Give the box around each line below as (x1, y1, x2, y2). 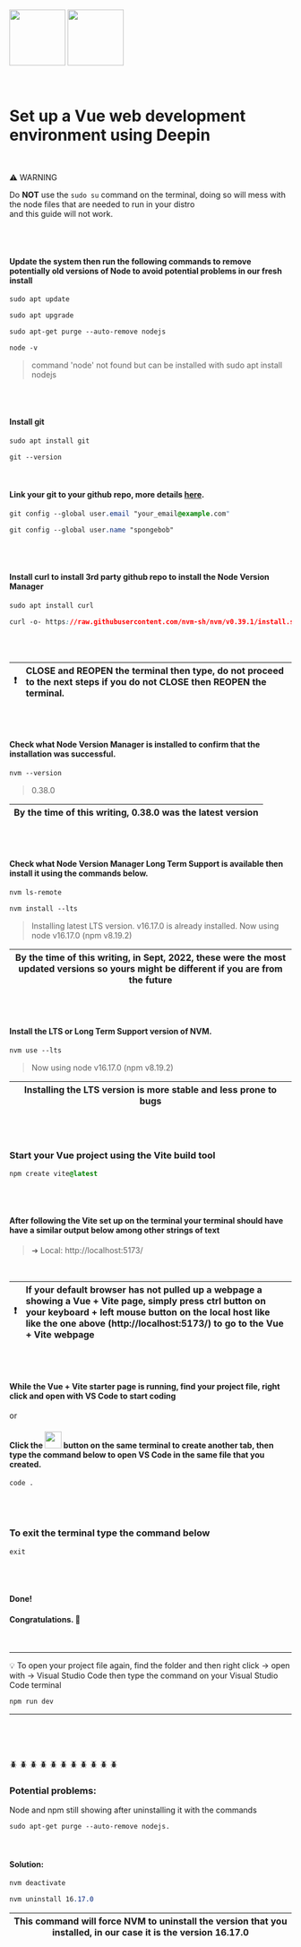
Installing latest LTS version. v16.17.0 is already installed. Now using (30, 920, 279, 931)
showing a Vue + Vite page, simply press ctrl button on (25, 1294, 266, 1307)
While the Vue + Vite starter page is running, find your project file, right (9, 1380, 280, 1391)
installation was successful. (9, 749, 116, 759)
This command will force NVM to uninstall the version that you (13, 1915, 288, 1927)
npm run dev (9, 1697, 54, 1707)
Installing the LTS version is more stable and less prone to (23, 1083, 278, 1095)
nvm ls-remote (9, 887, 63, 896)
